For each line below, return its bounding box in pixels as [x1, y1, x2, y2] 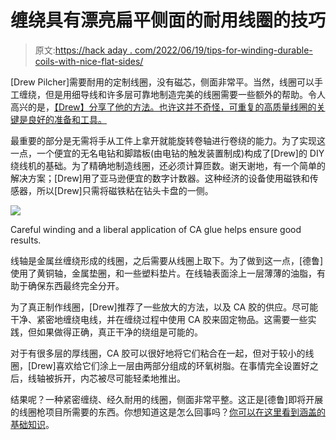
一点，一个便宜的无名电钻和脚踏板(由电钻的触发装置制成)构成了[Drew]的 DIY [10, 147, 325, 159]
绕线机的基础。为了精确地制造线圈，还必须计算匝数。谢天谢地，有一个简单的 [10, 159, 326, 171]
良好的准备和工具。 [27, 113, 107, 125]
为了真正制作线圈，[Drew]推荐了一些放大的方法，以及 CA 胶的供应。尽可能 [10, 301, 319, 313]
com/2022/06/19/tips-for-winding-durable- [134, 44, 313, 56]
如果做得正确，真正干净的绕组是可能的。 [36, 326, 203, 338]
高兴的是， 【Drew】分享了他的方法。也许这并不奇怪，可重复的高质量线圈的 [10, 101, 317, 113]
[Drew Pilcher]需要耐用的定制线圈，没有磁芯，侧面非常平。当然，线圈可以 [10, 76, 315, 88]
